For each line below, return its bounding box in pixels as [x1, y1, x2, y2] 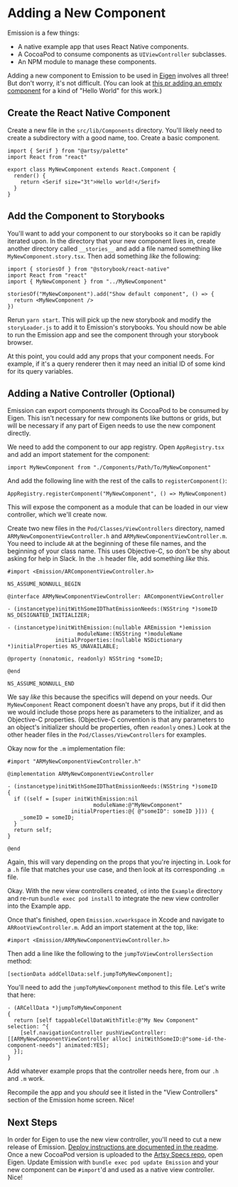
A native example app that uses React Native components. [17, 42, 189, 51]
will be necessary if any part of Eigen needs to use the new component [7, 421, 216, 430]
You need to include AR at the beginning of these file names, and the [7, 539, 207, 548]
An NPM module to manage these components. [17, 57, 157, 65]
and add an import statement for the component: [7, 450, 151, 459]
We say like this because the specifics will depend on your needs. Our [7, 692, 213, 702]
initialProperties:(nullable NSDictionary [55, 637, 183, 644]
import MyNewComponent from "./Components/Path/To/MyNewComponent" [7, 464, 212, 471]
